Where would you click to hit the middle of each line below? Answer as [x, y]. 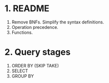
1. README [27, 9]
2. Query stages [38, 52]
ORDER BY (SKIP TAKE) [35, 65]
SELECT [20, 71]
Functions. [22, 32]
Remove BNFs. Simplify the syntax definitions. [58, 22]
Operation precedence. [35, 27]
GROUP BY [23, 76]
